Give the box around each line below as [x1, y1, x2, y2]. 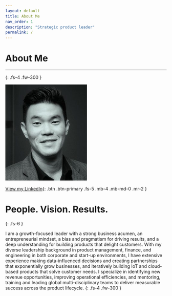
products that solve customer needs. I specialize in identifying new [19, 269, 161, 274]
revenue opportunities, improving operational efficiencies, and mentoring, [5, 274, 161, 280]
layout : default [5, 8, 40, 13]
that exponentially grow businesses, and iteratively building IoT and [5, 263, 147, 269]
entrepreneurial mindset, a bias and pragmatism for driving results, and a [5, 236, 159, 242]
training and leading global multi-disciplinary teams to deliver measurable [5, 280, 160, 285]
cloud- [148, 263, 162, 269]
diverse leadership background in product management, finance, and [5, 247, 152, 253]
